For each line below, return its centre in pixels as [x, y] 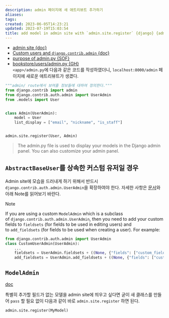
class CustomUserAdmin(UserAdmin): [43, 243]
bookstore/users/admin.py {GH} [46, 64]
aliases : [14, 15]
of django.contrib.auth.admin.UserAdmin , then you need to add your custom [84, 219]
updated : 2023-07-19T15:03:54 [37, 29]
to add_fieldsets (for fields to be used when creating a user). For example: [83, 229]
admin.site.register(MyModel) [37, 310]
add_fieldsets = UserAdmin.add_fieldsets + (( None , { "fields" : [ [84, 258]
